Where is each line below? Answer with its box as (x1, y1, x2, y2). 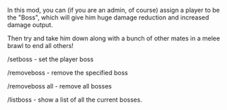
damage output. (7, 21, 53, 29)
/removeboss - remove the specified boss (7, 69, 128, 77)
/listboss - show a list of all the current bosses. (7, 95, 142, 104)
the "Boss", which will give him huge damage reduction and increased (7, 13, 209, 22)
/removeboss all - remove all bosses (7, 82, 112, 90)
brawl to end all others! (7, 42, 74, 49)
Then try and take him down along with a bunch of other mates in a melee (7, 34, 221, 42)
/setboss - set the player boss (7, 55, 94, 63)
